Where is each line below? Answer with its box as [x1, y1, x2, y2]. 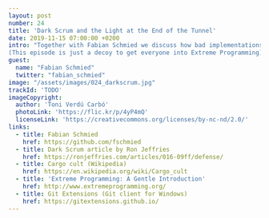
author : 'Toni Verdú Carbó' [15, 101, 110, 109]
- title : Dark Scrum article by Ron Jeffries [15, 145, 171, 153]
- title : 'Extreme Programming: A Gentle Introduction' [15, 175, 206, 184]
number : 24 [8, 19, 45, 27]
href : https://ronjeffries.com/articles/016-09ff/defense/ [22, 153, 224, 161]
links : [8, 123, 30, 131]
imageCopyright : [8, 93, 62, 101]
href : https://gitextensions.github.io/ [22, 197, 159, 205]
